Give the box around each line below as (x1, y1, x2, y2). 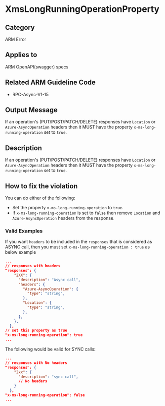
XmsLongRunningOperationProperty (5, 3, 160, 15)
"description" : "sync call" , (18, 374, 79, 379)
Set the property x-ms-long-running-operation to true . (12, 205, 124, 211)
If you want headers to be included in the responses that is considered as (5, 239, 152, 245)
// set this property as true (5, 328, 68, 333)
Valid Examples (5, 227, 43, 234)
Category (5, 23, 35, 32)
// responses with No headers (5, 360, 68, 365)
